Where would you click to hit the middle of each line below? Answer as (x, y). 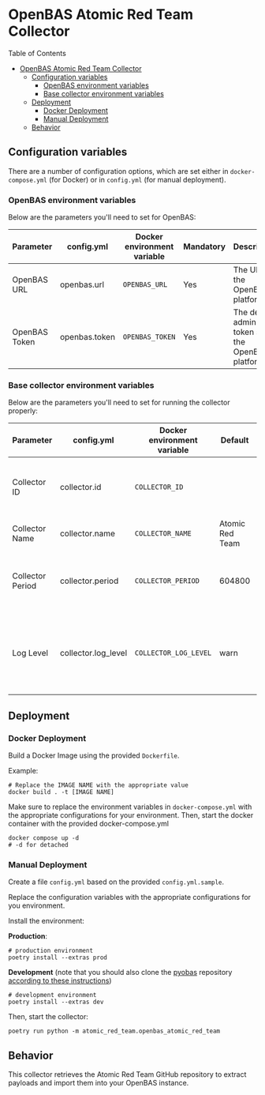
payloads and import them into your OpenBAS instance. (99, 1083)
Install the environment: (47, 921)
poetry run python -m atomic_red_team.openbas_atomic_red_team (114, 1031)
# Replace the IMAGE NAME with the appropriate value (99, 785)
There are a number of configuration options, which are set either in (118, 171)
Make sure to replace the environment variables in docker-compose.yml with (130, 807)
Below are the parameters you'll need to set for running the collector (119, 403)
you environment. (37, 905)
